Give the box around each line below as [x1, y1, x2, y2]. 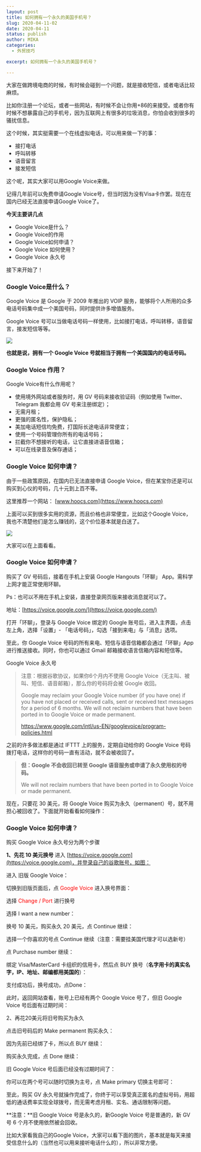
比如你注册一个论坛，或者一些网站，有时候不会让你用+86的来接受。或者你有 [6, 102, 194, 109]
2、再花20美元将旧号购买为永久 [6, 1014, 84, 1022]
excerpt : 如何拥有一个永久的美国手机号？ [6, 58, 98, 65]
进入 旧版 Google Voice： [6, 872, 69, 879]
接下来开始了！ [6, 266, 43, 273]
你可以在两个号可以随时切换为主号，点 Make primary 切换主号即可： [6, 1078, 175, 1085]
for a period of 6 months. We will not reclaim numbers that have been [20, 704, 192, 712]
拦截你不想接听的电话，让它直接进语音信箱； [14, 438, 126, 445]
